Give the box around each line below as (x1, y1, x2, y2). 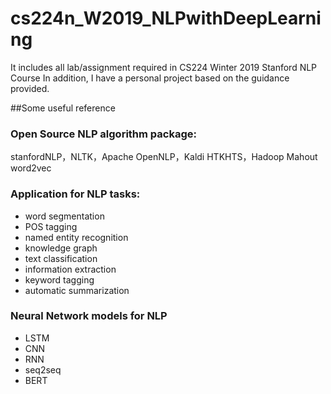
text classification (24, 252, 98, 264)
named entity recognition (24, 231, 129, 243)
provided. (10, 82, 50, 94)
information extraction (24, 263, 117, 275)
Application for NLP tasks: (10, 187, 141, 201)
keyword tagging (24, 273, 95, 286)
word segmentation (24, 210, 105, 222)
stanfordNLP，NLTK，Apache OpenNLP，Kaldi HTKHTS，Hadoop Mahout (10, 151, 318, 163)
